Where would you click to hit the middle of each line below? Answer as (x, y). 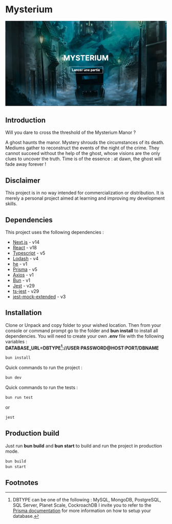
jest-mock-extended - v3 (39, 297)
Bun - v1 (21, 280)
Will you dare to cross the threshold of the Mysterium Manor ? (71, 132)
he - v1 (20, 264)
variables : (16, 341)
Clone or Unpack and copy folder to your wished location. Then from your (83, 325)
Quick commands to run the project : (44, 367)
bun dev (14, 378)
